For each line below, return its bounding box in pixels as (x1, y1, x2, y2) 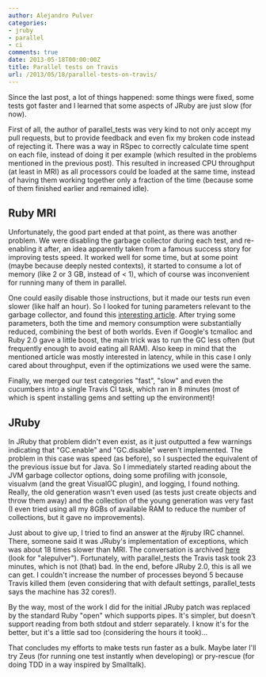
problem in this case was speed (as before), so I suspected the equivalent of (8, 453, 259, 464)
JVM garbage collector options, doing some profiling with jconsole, (8, 471, 228, 480)
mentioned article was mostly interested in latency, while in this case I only (8, 352, 252, 361)
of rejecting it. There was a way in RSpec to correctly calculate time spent (8, 141, 249, 151)
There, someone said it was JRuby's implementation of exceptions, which (8, 537, 249, 546)
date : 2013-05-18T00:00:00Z (8, 56, 101, 64)
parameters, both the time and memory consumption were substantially (8, 319, 241, 328)
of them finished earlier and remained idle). (8, 183, 149, 193)
